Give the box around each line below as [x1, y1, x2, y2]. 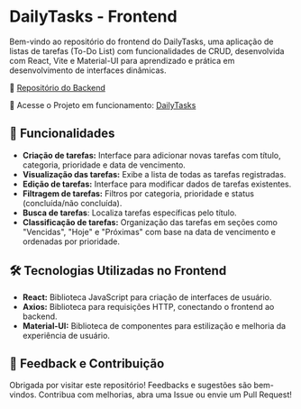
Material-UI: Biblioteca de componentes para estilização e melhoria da [22, 320, 287, 331]
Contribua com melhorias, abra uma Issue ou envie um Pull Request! [38, 389, 293, 400]
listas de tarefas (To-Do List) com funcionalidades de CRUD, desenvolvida [9, 45, 285, 56]
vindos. [9, 389, 37, 400]
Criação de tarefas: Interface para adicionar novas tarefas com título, [22, 150, 281, 160]
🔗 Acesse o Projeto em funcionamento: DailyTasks [9, 99, 196, 110]
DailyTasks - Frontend [9, 6, 178, 27]
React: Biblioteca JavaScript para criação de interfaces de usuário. [22, 291, 272, 303]
